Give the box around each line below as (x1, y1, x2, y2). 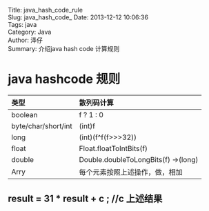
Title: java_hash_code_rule (8, 6, 83, 14)
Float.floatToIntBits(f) (79, 143, 148, 153)
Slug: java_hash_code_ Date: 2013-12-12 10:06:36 (8, 13, 149, 21)
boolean (11, 110, 38, 119)
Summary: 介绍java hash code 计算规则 (8, 45, 120, 52)
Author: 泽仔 (8, 36, 43, 44)
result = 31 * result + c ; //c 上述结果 (8, 193, 163, 205)
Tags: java (8, 21, 37, 28)
